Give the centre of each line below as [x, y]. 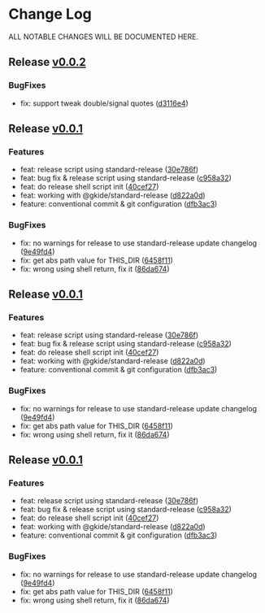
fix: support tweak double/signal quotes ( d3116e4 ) [104, 103]
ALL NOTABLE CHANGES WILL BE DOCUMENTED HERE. [104, 37]
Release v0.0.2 [48, 62]
